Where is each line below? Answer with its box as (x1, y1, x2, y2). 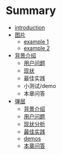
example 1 (23, 38, 49, 45)
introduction (14, 24, 45, 31)
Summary (5, 4, 56, 18)
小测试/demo (23, 82, 57, 89)
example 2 (23, 44, 50, 52)
